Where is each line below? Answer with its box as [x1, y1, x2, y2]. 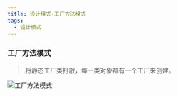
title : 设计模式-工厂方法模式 [7, 10, 87, 18]
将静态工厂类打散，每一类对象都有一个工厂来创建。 [24, 65, 175, 75]
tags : [7, 17, 23, 24]
